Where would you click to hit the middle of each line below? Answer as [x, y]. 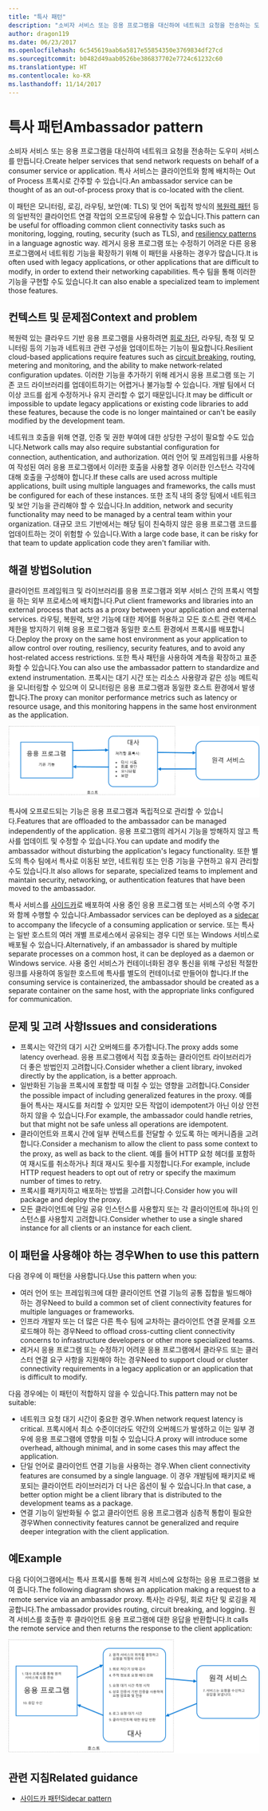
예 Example [35, 1558]
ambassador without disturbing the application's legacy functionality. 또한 [129, 851]
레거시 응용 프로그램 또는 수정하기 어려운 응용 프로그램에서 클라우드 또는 [132, 1350]
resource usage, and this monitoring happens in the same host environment [132, 707]
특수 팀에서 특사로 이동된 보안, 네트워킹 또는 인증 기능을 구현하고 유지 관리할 [141, 861]
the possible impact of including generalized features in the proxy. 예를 [136, 1095]
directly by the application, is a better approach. [99, 1076]
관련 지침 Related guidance [73, 1778]
